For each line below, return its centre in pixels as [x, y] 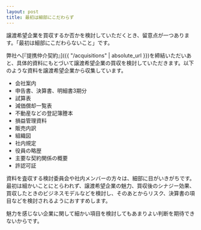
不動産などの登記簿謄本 [44, 113]
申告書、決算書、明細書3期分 [51, 90]
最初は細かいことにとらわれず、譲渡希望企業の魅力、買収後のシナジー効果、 [100, 186]
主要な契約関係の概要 [41, 158]
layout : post [22, 12]
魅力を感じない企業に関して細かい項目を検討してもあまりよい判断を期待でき [100, 213]
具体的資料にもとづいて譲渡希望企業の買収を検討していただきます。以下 [105, 63]
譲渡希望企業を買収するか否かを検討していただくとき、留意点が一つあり [95, 35]
